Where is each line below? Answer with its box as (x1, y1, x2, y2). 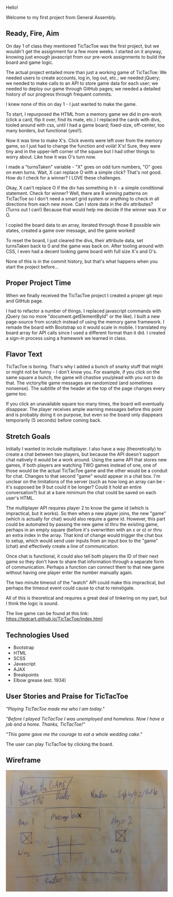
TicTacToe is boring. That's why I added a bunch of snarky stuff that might (6, 364, 163, 370)
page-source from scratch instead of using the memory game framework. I (6, 318, 165, 325)
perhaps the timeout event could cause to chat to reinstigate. (6, 585, 135, 591)
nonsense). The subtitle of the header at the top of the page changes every (6, 385, 165, 391)
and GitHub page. (6, 298, 43, 304)
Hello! (6, 5, 18, 10)
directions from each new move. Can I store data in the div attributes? (6, 201, 153, 207)
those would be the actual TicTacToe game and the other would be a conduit (6, 468, 168, 474)
